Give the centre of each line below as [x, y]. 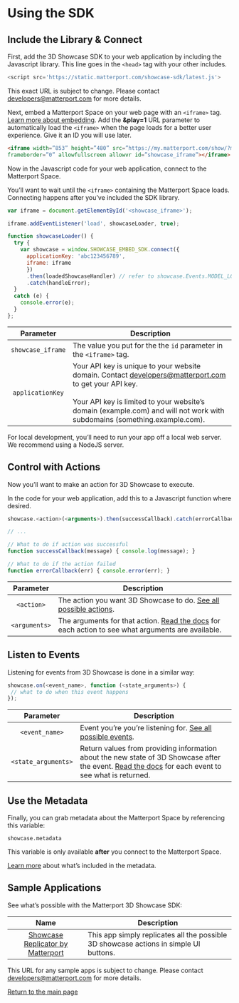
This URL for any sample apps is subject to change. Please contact [105, 970]
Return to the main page [43, 992]
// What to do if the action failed [62, 564]
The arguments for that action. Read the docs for [139, 620]
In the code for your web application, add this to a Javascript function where [119, 498]
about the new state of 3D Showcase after [150, 757]
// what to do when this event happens [70, 692]
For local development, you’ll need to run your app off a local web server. [115, 437]
